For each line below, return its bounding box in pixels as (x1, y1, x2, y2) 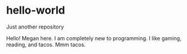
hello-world (6, 4, 66, 17)
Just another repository (6, 23, 65, 30)
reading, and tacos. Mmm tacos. (6, 41, 86, 48)
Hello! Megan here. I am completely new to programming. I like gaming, (6, 34, 182, 42)
